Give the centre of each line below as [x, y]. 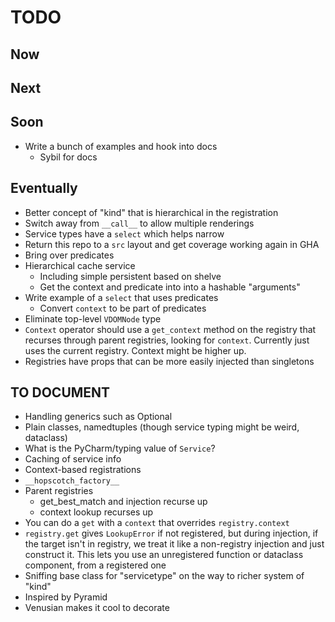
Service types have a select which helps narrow [124, 233]
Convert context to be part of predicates [123, 308]
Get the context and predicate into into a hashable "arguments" [170, 287]
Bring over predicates [69, 255]
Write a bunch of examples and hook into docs [121, 146]
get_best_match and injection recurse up [123, 502]
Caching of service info [73, 459]
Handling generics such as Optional [98, 417]
